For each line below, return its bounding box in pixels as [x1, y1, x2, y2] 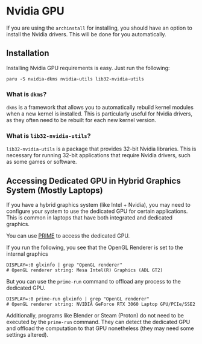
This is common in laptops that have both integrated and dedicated [6, 214, 173, 221]
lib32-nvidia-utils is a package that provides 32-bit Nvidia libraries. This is [6, 145, 197, 152]
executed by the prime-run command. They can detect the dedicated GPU [6, 319, 191, 326]
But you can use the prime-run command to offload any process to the [6, 278, 181, 285]
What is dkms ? [6, 89, 47, 98]
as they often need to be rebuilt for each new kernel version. [6, 117, 157, 124]
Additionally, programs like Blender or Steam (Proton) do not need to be [6, 312, 184, 319]
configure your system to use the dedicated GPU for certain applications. [6, 207, 188, 215]
